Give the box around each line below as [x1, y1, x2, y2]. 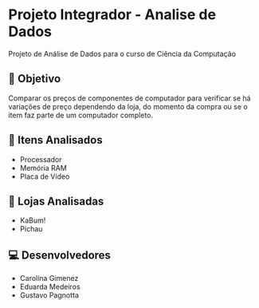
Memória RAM [19, 163, 68, 172]
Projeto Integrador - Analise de [8, 6, 217, 24]
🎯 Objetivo [8, 72, 61, 85]
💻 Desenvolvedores [8, 248, 112, 262]
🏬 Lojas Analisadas [8, 194, 104, 208]
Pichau [19, 224, 43, 234]
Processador [19, 154, 62, 164]
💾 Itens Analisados [8, 133, 103, 147]
